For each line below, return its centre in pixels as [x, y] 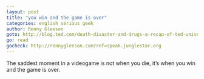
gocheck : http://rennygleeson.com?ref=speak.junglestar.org [84, 46]
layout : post [23, 12]
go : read [17, 40]
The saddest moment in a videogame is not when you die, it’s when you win [101, 63]
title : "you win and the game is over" [57, 18]
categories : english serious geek [50, 23]
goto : [13, 35]
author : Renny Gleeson [35, 29]
